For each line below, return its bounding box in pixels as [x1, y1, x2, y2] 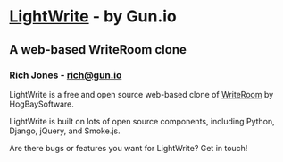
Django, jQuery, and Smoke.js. [9, 125, 121, 136]
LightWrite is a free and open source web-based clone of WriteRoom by [9, 89, 274, 99]
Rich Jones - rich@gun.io [9, 69, 122, 81]
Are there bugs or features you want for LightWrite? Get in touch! [9, 142, 248, 153]
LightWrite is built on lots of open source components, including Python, [9, 115, 275, 126]
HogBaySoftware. [9, 98, 74, 109]
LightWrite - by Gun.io [9, 6, 177, 27]
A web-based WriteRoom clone [9, 42, 187, 57]
